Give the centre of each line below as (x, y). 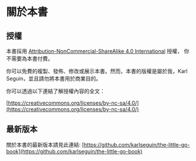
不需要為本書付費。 (30, 59)
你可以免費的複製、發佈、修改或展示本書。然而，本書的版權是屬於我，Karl (97, 71)
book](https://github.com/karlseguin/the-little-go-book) (74, 151)
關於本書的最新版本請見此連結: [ (45, 144)
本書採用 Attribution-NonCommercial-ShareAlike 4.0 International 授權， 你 (98, 51)
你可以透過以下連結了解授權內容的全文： (56, 91)
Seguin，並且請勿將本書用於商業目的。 (54, 78)
